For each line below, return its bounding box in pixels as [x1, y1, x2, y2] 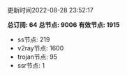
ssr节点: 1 [17, 61, 45, 69]
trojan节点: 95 [17, 53, 58, 61]
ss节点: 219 [17, 35, 50, 44]
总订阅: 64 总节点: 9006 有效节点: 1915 [7, 21, 120, 29]
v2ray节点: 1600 [17, 44, 64, 52]
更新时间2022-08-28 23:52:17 [7, 6, 94, 14]
